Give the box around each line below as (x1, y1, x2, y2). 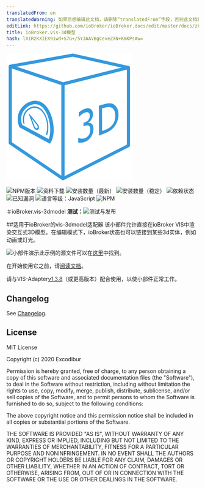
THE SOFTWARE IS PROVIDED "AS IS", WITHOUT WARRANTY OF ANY (6, 430, 184, 437)
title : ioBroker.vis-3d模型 (6, 29, 76, 36)
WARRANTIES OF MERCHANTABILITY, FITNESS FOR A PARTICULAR (6, 443, 179, 450)
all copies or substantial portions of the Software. (6, 418, 130, 426)
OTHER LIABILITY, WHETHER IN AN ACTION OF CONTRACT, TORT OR (6, 462, 184, 470)
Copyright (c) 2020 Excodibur (6, 355, 81, 362)
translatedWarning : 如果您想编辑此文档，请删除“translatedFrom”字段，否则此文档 (6, 16, 198, 23)
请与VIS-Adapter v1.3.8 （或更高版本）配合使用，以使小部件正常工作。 (6, 276, 181, 283)
